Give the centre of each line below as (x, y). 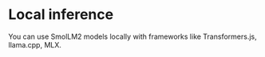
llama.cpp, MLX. (35, 44)
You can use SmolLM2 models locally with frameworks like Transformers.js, (132, 36)
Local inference (61, 15)
